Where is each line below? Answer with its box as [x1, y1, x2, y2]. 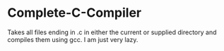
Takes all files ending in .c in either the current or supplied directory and [7, 28, 217, 36]
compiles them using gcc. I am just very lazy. [7, 35, 138, 43]
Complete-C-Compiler [7, 5, 142, 21]
